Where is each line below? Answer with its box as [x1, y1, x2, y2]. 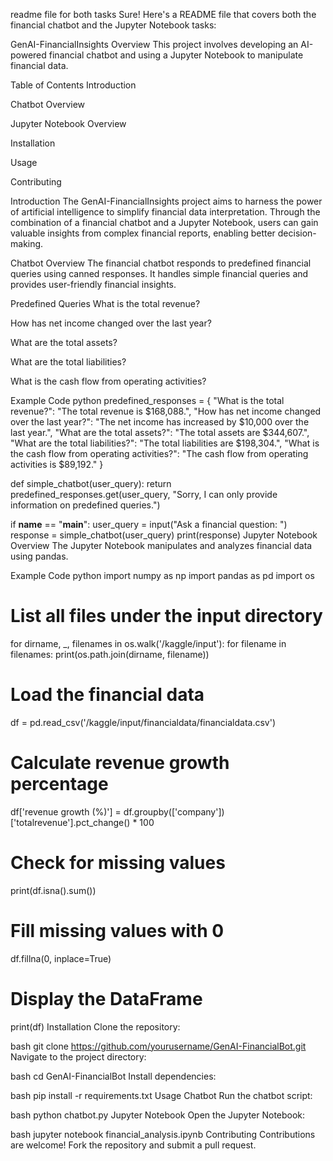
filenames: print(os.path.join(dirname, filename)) [10, 648, 210, 660]
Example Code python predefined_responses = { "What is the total [10, 395, 285, 406]
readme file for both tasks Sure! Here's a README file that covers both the [10, 9, 317, 20]
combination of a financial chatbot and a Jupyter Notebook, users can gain [10, 217, 319, 228]
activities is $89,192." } [10, 459, 104, 470]
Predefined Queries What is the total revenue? [10, 298, 201, 309]
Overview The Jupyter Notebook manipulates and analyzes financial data [10, 540, 313, 551]
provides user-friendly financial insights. [10, 279, 177, 290]
